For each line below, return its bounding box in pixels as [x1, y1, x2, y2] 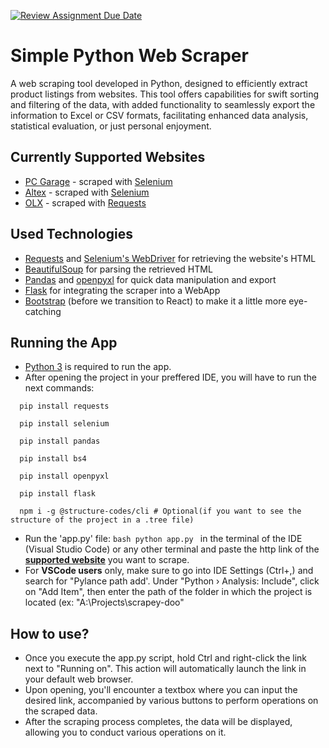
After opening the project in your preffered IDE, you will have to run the [24, 371, 317, 384]
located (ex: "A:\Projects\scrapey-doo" [24, 596, 185, 609]
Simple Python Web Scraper [10, 45, 249, 67]
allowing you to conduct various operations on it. [24, 726, 227, 739]
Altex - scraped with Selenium [24, 186, 150, 198]
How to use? [10, 625, 90, 642]
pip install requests [19, 401, 110, 412]
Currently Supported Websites [10, 149, 206, 166]
